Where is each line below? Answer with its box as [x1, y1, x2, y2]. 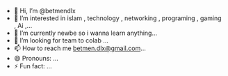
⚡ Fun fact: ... [13, 62, 52, 70]
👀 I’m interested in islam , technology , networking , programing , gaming [13, 14, 222, 22]
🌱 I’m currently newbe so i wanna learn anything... [13, 29, 158, 37]
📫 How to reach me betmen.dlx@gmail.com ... [13, 44, 146, 52]
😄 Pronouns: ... [13, 54, 59, 62]
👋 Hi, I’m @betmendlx [13, 7, 76, 15]
